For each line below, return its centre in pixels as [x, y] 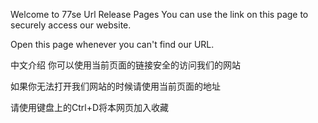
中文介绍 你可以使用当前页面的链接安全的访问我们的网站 [125, 65]
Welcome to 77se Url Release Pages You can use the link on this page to [159, 14]
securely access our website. [71, 25]
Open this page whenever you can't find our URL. [112, 44]
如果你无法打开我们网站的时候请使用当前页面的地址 [115, 86]
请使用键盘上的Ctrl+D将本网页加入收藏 [90, 107]
